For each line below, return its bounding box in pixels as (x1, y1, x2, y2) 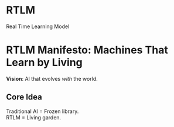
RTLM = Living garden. (6, 114, 62, 121)
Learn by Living (6, 56, 83, 69)
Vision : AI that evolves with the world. (6, 75, 98, 82)
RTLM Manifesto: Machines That (6, 43, 168, 57)
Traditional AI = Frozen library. (6, 108, 79, 115)
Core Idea (6, 92, 42, 102)
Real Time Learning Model (6, 23, 70, 30)
